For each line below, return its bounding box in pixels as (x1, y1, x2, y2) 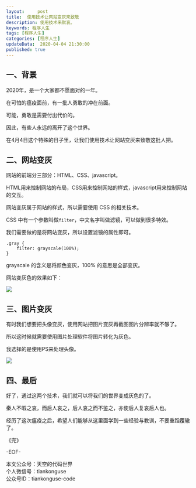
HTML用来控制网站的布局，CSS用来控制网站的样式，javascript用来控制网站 (6, 184, 188, 191)
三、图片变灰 (6, 304, 52, 314)
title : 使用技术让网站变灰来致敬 (6, 14, 79, 20)
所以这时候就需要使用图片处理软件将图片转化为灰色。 (6, 333, 134, 340)
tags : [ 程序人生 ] (6, 30, 45, 36)
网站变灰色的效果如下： (6, 274, 62, 281)
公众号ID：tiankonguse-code (6, 475, 76, 482)
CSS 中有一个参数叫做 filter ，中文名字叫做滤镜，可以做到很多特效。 (6, 216, 172, 223)
